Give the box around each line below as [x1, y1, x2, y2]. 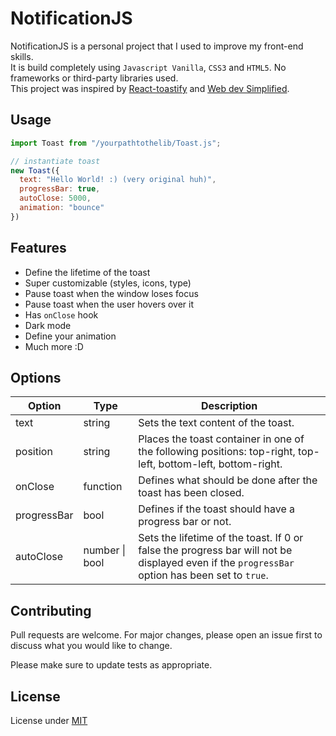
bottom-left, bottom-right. [158, 457, 283, 471]
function [83, 480, 123, 494]
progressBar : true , [19, 184, 101, 194]
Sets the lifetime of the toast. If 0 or [138, 531, 304, 545]
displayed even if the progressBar [138, 556, 295, 570]
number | [83, 543, 127, 557]
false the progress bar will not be [138, 543, 293, 557]
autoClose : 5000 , [19, 193, 92, 204]
